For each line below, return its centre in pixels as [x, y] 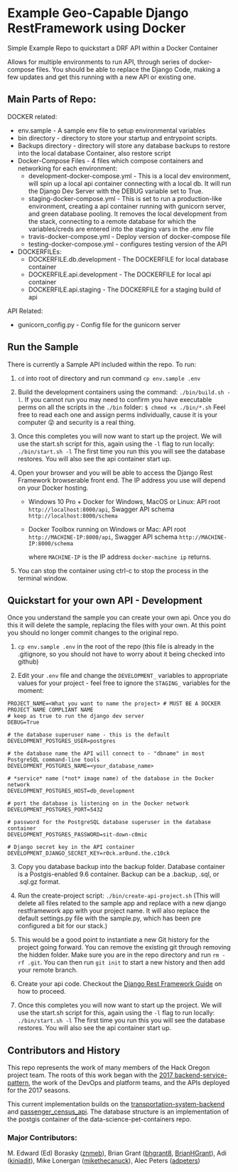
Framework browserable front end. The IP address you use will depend [121, 480]
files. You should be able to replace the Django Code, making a [129, 69]
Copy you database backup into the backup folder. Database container [121, 867]
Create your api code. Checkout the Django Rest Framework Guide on [120, 984]
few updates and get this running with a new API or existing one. [102, 77]
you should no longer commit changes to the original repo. [93, 633]
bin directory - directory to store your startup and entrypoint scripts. [118, 138]
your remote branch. [48, 970]
